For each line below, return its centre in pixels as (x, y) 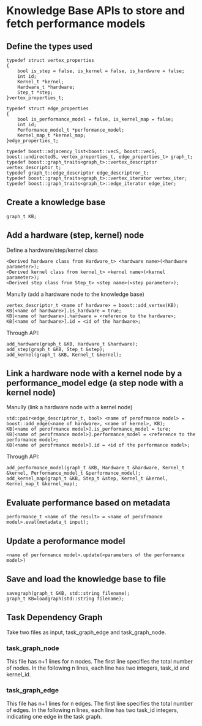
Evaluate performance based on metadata (88, 503)
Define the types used (50, 46)
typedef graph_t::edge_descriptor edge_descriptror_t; (78, 173)
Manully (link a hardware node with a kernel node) (69, 407)
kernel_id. (19, 674)
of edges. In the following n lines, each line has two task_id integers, (92, 710)
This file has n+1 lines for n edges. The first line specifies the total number (100, 704)
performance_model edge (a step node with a (95, 383)
